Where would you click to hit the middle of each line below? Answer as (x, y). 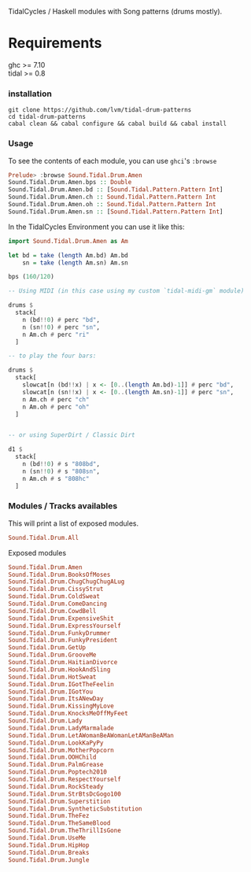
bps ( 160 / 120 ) (31, 277)
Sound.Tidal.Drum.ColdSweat (54, 597)
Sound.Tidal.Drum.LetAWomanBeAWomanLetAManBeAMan (91, 735)
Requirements (55, 43)
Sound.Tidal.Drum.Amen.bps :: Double (70, 183)
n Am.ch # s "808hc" (56, 478)
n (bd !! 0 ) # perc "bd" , (61, 320)
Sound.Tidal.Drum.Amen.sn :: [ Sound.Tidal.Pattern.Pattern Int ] (116, 212)
